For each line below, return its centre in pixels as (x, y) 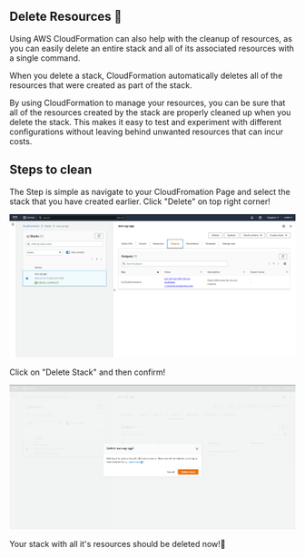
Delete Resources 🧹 (66, 17)
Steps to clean (51, 170)
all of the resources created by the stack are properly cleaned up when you (150, 112)
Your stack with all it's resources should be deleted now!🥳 (118, 544)
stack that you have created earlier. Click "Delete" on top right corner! (140, 201)
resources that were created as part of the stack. (101, 85)
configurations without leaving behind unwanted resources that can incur (147, 132)
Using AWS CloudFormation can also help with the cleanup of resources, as (151, 38)
